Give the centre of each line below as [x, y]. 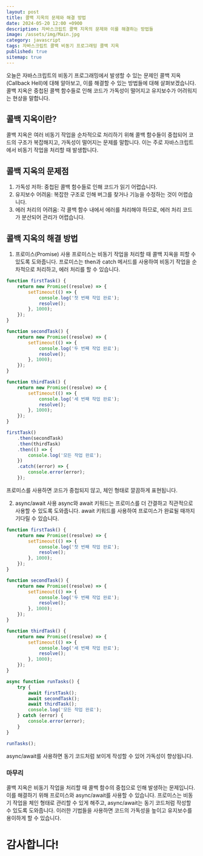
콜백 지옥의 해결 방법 [42, 238]
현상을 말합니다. [31, 98]
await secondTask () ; [54, 698]
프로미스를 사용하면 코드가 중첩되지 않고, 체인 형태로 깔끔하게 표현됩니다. [92, 490]
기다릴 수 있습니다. [37, 518]
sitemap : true [24, 57]
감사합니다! [33, 845]
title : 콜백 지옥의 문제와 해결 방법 [46, 18]
